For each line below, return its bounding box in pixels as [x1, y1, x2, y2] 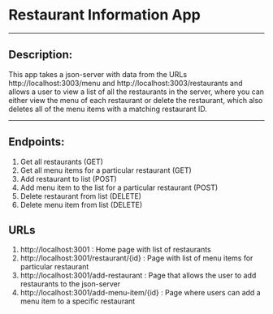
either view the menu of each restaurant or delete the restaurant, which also [8, 95, 263, 105]
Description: [8, 48, 73, 62]
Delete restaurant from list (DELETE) [19, 191, 142, 200]
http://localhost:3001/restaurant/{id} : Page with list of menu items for [19, 253, 253, 263]
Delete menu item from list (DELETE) [19, 200, 143, 209]
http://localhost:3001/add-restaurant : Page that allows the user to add [19, 270, 257, 281]
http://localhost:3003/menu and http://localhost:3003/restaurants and [8, 78, 243, 88]
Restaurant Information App [8, 6, 201, 24]
